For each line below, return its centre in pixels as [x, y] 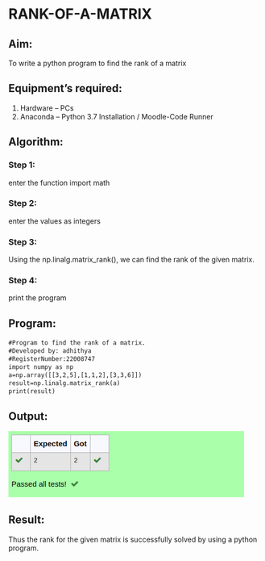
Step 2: [23, 203]
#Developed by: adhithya [50, 351]
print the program [37, 298]
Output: [28, 416]
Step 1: [22, 165]
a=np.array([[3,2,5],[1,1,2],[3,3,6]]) [75, 375]
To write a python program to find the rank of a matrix [97, 63]
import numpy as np [41, 367]
